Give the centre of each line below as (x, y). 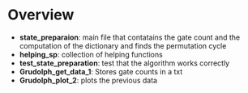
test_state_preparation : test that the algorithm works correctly (124, 63)
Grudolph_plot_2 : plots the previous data (88, 80)
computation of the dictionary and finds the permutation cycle (123, 45)
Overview (41, 15)
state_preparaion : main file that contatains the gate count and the (130, 37)
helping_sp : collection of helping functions (91, 54)
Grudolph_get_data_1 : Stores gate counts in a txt (101, 71)
